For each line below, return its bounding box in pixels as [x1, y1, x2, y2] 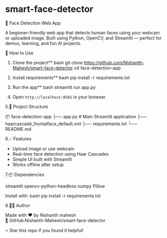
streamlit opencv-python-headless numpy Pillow [5, 183, 105, 189]
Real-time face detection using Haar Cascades [12, 151, 109, 157]
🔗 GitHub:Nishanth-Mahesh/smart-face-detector [5, 217, 106, 223]
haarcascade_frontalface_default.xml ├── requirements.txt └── [5, 121, 137, 127]
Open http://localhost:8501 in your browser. [12, 94, 106, 100]
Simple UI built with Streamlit [12, 156, 72, 162]
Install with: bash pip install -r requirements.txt [5, 193, 101, 199]
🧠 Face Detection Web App [5, 20, 61, 26]
